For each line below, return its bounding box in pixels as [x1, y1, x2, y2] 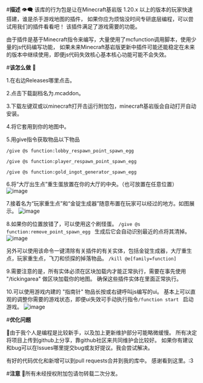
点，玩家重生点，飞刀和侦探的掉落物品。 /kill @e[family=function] [6, 255, 177, 262]
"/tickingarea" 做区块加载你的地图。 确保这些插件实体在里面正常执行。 [6, 275, 182, 282]
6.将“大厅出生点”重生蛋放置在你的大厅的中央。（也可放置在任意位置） [6, 181, 178, 187]
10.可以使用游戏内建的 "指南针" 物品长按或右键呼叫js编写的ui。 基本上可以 [6, 288, 191, 295]
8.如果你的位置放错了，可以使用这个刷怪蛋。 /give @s [6, 221, 141, 227]
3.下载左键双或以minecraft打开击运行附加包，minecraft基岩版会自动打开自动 [6, 102, 197, 110]
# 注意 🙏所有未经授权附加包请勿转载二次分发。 [6, 370, 121, 377]
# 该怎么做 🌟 [6, 64, 36, 71]
